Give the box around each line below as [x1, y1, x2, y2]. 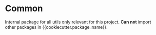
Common [5, 3, 43, 14]
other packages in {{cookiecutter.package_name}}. [5, 24, 108, 30]
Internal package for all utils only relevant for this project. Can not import [5, 19, 151, 25]
